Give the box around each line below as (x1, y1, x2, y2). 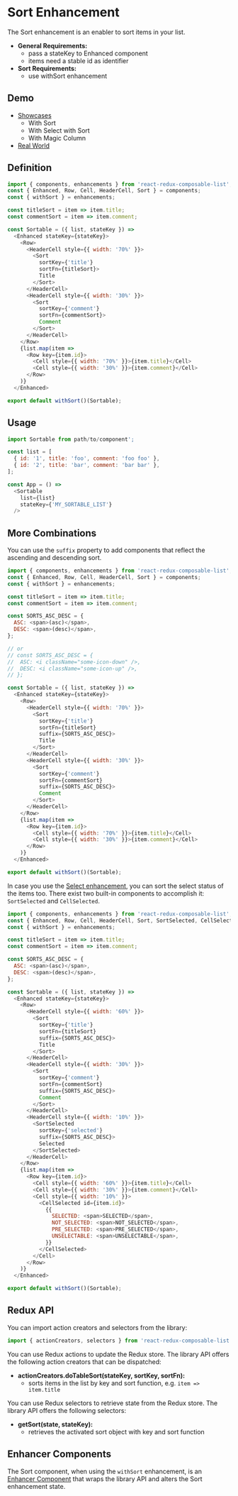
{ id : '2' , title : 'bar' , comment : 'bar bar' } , (13, 462, 160, 469)
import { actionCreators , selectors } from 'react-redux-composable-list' (7, 1337, 233, 1344)
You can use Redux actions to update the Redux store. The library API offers (7, 1350, 229, 1358)
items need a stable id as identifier (28, 56, 129, 65)
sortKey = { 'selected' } (38, 1127, 103, 1134)
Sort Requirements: (17, 64, 76, 72)
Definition (7, 162, 52, 174)
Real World (17, 141, 50, 150)
